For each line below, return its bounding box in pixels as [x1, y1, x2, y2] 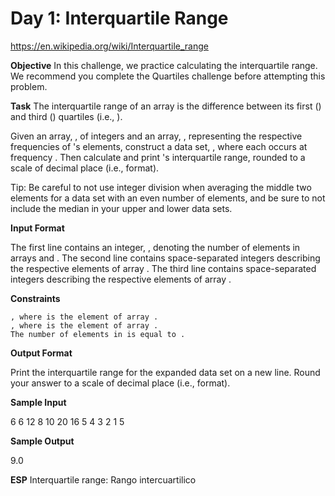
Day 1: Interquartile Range [10, 7, 229, 30]
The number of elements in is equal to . [10, 329, 186, 339]
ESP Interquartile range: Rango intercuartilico [10, 473, 197, 486]
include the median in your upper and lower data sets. [10, 202, 233, 214]
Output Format [10, 347, 73, 359]
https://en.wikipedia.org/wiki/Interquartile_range [10, 40, 209, 52]
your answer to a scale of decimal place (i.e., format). [10, 377, 231, 389]
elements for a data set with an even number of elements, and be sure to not [10, 192, 326, 204]
